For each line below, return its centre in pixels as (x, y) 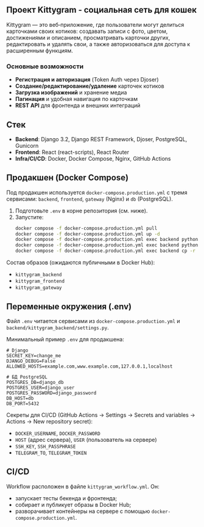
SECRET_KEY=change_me (34, 355)
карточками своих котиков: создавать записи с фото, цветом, (87, 31)
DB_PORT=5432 (23, 403)
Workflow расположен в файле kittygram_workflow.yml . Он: (83, 486)
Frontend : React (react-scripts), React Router (72, 152)
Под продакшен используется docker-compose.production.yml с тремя (97, 192)
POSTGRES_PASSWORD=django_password (51, 393)
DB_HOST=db (20, 398)
